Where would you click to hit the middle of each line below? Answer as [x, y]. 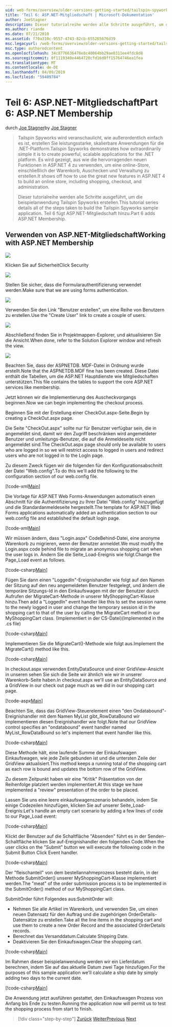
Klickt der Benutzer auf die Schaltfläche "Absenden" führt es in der [76, 836]
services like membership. [33, 387]
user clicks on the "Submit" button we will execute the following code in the [85, 847]
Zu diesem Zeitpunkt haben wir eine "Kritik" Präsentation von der [74, 779]
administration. [34, 187]
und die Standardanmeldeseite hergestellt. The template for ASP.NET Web [83, 507]
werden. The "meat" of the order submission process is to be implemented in [86, 883]
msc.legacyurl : [21, 44]
